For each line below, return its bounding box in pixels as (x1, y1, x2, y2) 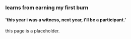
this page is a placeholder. (5, 28, 60, 34)
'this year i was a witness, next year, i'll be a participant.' (5, 17, 126, 23)
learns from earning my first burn (5, 4, 89, 11)
